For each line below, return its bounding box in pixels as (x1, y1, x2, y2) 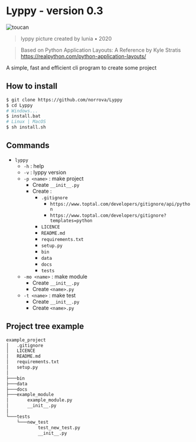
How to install (6, 81, 58, 91)
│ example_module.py (6, 397, 73, 403)
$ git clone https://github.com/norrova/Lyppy (6, 97, 123, 103)
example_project (6, 337, 46, 343)
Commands (6, 140, 50, 151)
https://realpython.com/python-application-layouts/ (20, 52, 146, 60)
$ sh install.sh (6, 124, 46, 130)
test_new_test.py (37, 424, 81, 431)
